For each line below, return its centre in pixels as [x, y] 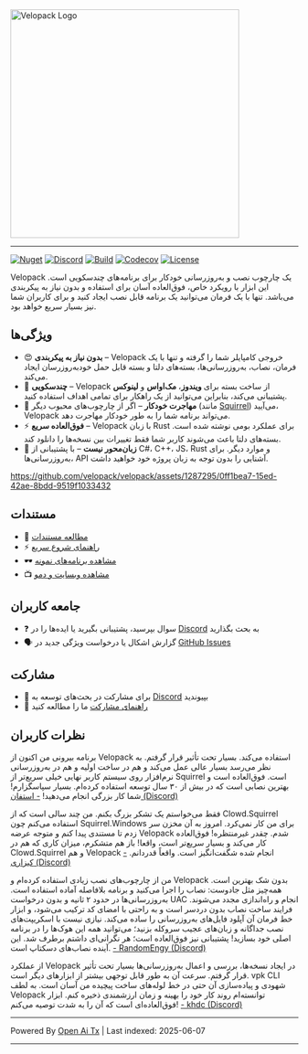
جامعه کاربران [46, 607]
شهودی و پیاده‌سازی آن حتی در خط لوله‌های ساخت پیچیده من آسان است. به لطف [148, 985]
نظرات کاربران [48, 735]
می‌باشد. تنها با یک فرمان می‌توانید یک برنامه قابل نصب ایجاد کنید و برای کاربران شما [153, 297]
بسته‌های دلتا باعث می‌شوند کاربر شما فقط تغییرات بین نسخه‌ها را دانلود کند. [152, 439]
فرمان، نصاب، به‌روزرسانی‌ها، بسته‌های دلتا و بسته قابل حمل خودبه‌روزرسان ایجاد [159, 367]
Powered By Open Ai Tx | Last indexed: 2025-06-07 [108, 1031]
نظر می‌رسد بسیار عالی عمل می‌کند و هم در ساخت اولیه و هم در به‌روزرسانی [141, 767]
